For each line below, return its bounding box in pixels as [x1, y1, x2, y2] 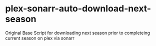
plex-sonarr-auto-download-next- [5, 3, 151, 14]
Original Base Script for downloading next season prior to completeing [5, 30, 150, 36]
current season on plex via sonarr [5, 35, 75, 41]
